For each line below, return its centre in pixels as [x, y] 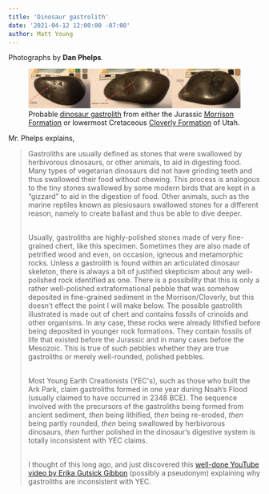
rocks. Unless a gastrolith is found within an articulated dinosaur [134, 263]
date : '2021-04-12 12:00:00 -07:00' [69, 25]
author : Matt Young [41, 34]
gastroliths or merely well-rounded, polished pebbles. [116, 357]
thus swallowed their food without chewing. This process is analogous [144, 180]
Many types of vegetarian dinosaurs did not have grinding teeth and [140, 171]
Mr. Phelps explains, [42, 138]
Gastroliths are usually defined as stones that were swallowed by [135, 154]
